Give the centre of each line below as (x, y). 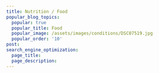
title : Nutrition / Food (37, 11)
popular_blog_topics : (33, 17)
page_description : (35, 61)
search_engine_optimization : (42, 50)
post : (13, 45)
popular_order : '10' (37, 39)
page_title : (26, 55)
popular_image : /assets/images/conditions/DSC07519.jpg (82, 34)
